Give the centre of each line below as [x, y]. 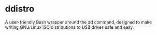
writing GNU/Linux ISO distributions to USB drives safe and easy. [70, 27]
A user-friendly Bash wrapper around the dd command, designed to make [78, 22]
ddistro [20, 9]
